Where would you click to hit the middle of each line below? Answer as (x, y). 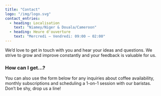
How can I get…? (25, 68)
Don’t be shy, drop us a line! (33, 89)
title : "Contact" (23, 9)
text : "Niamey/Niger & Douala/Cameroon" (55, 27)
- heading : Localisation (35, 23)
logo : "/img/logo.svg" (28, 14)
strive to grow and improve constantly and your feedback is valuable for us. (81, 55)
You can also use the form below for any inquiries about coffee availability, (80, 78)
